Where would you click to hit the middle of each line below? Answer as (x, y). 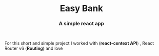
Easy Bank (81, 8)
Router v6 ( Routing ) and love (34, 48)
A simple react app (81, 24)
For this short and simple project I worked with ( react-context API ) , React (79, 43)
